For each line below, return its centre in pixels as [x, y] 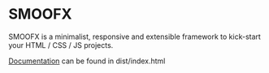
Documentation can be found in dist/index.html [87, 61]
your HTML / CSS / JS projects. [61, 45]
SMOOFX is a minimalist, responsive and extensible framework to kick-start [135, 36]
